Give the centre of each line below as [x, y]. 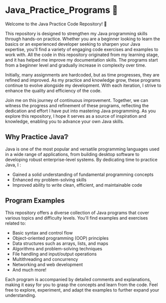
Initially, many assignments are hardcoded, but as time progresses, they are [82, 75]
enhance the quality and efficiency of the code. [54, 90]
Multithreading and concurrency [45, 259]
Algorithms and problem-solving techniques [57, 248]
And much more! [29, 270]
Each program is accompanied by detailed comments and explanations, [78, 279]
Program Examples [35, 201]
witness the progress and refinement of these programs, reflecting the [77, 105]
